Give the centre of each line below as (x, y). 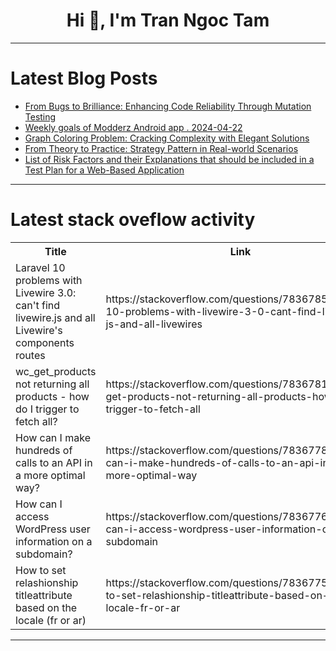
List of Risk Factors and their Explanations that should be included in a (169, 159)
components (45, 342)
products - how (52, 396)
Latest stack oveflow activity (133, 220)
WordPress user (53, 529)
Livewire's (39, 330)
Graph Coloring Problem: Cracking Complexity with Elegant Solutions (167, 138)
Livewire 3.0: (46, 292)
